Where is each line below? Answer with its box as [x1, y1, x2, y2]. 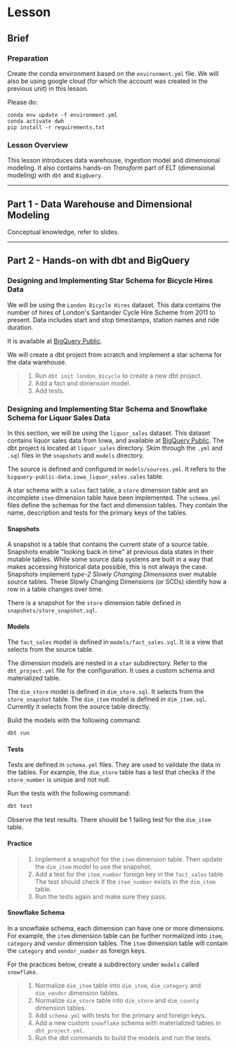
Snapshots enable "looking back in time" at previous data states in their [7, 548, 214, 556]
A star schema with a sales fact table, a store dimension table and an [7, 486, 209, 494]
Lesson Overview [7, 140, 68, 150]
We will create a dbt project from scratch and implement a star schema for [7, 350, 223, 359]
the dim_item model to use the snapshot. [34, 862, 152, 871]
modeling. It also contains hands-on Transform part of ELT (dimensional [7, 163, 216, 172]
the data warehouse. [7, 358, 67, 366]
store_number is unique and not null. [7, 776, 111, 784]
